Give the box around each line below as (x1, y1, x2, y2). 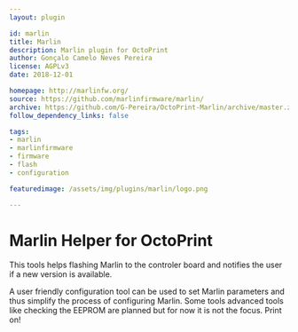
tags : (9, 127, 29, 136)
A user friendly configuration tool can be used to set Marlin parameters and (9, 286, 286, 297)
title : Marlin (9, 37, 62, 46)
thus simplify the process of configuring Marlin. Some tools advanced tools (9, 296, 284, 306)
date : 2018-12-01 (9, 70, 74, 80)
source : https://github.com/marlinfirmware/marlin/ (9, 94, 204, 103)
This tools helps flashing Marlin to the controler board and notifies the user (9, 259, 283, 271)
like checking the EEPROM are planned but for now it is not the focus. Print (9, 305, 282, 316)
